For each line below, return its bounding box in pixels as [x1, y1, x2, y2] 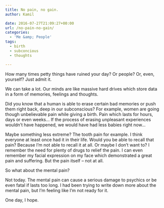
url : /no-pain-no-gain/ [5, 25, 55, 30]
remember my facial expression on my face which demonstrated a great [5, 152, 152, 158]
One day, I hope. [5, 197, 39, 203]
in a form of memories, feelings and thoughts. [5, 91, 99, 97]
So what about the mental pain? [5, 167, 70, 173]
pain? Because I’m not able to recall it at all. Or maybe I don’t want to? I [5, 142, 150, 148]
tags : [5, 39, 16, 45]
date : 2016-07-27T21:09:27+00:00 [5, 21, 74, 26]
